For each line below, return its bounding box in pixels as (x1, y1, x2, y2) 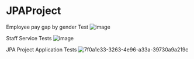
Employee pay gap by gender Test (6, 23, 89, 30)
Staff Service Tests (6, 34, 52, 41)
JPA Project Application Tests (6, 46, 77, 53)
